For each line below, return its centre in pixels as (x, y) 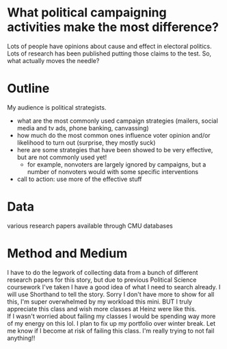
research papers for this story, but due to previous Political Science (102, 280)
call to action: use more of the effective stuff (79, 179)
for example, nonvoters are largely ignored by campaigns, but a (117, 164)
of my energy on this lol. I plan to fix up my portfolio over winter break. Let (111, 323)
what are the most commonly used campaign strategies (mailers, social (118, 121)
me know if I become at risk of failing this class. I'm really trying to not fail (111, 330)
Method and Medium (67, 253)
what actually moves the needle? (53, 60)
